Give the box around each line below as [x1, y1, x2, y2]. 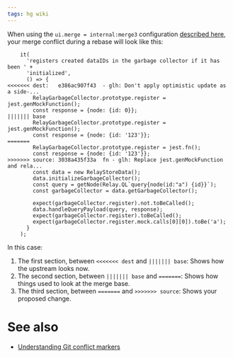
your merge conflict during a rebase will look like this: [7, 37, 164, 46]
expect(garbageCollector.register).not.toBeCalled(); [33, 200, 195, 207]
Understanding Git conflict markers [17, 342, 120, 351]
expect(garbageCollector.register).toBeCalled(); [33, 212, 182, 219]
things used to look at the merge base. [17, 279, 130, 287]
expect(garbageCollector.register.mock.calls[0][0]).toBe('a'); [33, 218, 227, 225]
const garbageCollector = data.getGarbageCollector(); [33, 187, 198, 195]
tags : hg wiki [7, 10, 50, 18]
